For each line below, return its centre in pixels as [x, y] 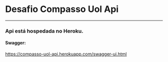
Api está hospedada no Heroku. [44, 31]
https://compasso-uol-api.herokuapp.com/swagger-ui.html [66, 54]
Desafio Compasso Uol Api [62, 9]
